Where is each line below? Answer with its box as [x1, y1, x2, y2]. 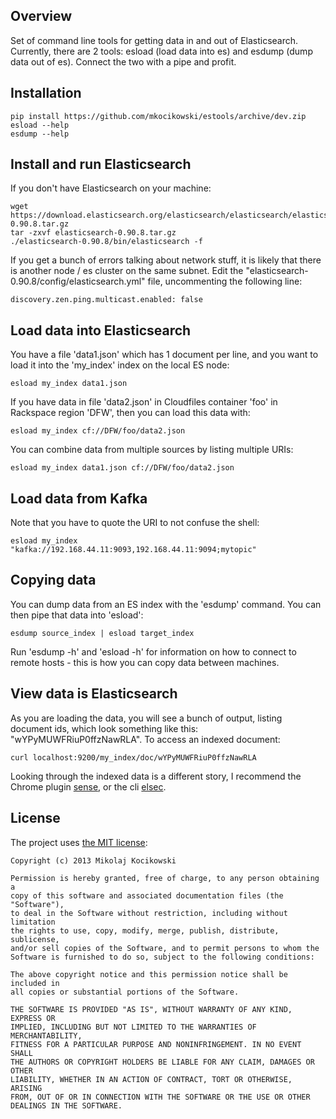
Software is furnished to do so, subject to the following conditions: [10, 952, 315, 962]
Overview [10, 8, 73, 25]
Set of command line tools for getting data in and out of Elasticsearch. [10, 34, 299, 46]
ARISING [10, 1083, 43, 1093]
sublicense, [10, 934, 60, 944]
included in [10, 978, 60, 988]
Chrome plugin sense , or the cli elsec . [10, 780, 167, 793]
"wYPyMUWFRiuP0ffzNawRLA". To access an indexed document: [10, 733, 281, 745]
